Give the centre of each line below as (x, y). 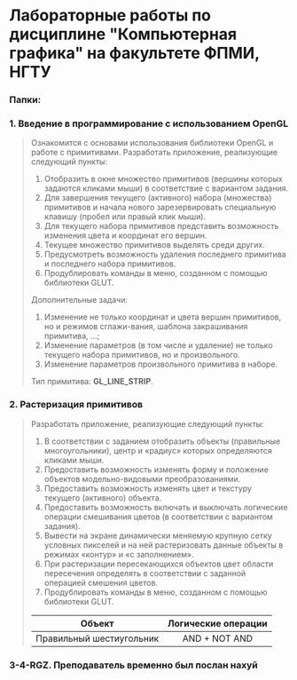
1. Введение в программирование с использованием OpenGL (149, 123)
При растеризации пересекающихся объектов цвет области (159, 564)
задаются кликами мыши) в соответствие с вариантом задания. (166, 188)
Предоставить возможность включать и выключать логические (166, 507)
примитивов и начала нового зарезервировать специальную (160, 207)
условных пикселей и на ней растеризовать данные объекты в (164, 545)
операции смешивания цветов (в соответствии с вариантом (158, 517)
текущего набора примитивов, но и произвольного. (142, 355)
